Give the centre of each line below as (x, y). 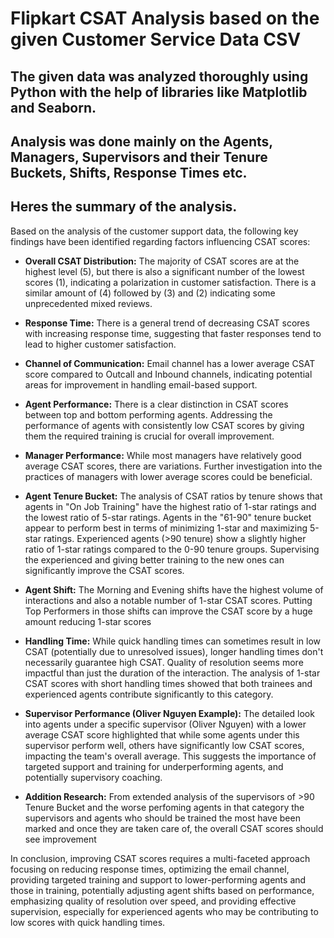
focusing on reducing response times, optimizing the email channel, (150, 869)
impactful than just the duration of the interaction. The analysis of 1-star (172, 673)
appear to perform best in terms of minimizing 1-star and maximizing (166, 528)
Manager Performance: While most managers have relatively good (163, 455)
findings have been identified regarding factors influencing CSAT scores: (160, 241)
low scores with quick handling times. (88, 922)
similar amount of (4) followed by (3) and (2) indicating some (150, 293)
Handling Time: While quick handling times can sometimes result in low (173, 641)
